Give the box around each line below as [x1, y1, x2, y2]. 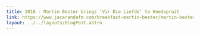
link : [6, 14, 20, 20]
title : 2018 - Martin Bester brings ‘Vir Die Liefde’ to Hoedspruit [6, 8, 180, 15]
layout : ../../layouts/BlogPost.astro [6, 20, 102, 26]
